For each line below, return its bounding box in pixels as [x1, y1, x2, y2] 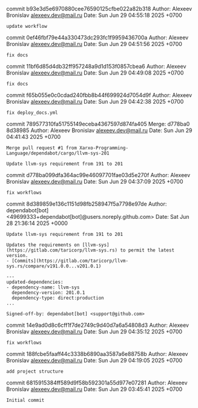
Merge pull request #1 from [6, 145, 78, 151]
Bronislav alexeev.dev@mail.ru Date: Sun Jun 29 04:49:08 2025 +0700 [6, 69, 184, 76]
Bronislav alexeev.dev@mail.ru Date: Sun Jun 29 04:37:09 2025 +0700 [6, 178, 183, 185]
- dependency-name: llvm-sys [6, 284, 80, 290]
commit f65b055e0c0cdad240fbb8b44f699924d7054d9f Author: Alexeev [6, 92, 193, 99]
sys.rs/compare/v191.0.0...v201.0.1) [6, 263, 102, 269]
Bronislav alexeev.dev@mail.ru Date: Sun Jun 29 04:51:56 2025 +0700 [6, 41, 183, 47]
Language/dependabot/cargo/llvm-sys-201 [6, 150, 110, 156]
